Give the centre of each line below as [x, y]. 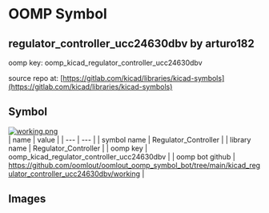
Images [27, 199]
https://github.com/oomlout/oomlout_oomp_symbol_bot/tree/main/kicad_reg [134, 165]
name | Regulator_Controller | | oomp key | [78, 148]
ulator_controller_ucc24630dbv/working [74, 174]
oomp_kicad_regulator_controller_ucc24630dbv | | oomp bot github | [122, 156]
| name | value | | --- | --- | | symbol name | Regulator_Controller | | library [130, 139]
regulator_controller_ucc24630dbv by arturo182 [131, 44]
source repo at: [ [36, 78]
